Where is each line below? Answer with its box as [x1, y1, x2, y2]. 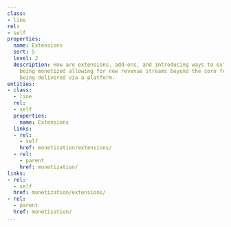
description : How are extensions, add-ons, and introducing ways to [13, 61, 214, 68]
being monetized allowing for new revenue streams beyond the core [19, 67, 217, 74]
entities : [7, 80, 36, 87]
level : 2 [13, 55, 38, 62]
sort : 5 [13, 49, 36, 56]
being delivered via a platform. [19, 74, 115, 81]
